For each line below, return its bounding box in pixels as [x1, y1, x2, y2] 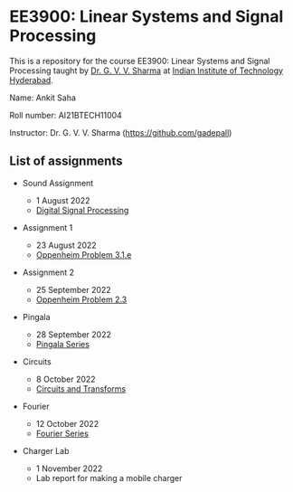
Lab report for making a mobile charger [35, 472, 183, 483]
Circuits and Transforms [35, 383, 127, 394]
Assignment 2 [22, 267, 75, 278]
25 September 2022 [35, 284, 111, 295]
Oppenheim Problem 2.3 [35, 294, 128, 305]
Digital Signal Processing [35, 204, 129, 215]
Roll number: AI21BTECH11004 [9, 109, 122, 120]
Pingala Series [35, 338, 90, 349]
